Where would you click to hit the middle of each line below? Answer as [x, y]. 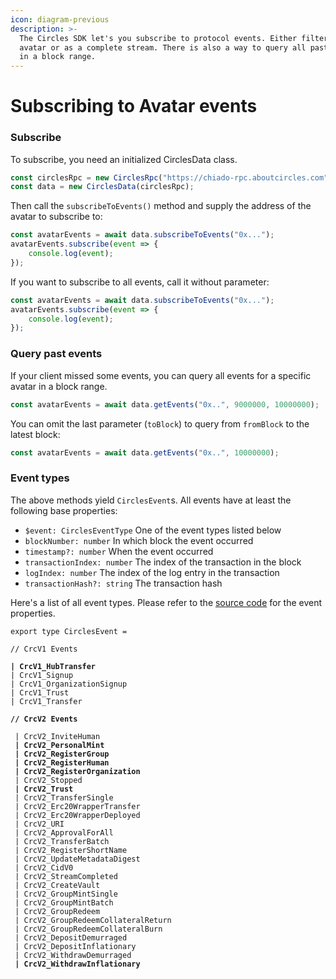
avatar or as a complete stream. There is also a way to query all [163, 47]
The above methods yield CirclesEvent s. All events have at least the [151, 500]
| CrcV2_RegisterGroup [62, 754]
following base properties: [64, 510]
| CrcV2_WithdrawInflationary [77, 964]
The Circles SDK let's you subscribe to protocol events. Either [158, 38]
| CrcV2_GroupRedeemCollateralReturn [93, 920]
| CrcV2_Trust [44, 789]
